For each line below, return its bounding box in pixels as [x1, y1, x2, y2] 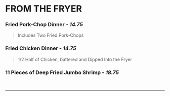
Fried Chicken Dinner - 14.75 [5, 45, 77, 52]
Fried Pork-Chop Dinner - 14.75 [5, 21, 83, 28]
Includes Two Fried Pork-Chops [17, 32, 84, 38]
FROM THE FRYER [5, 3, 82, 15]
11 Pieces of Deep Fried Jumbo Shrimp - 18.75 [5, 69, 119, 76]
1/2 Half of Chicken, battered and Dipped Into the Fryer [17, 56, 133, 62]
